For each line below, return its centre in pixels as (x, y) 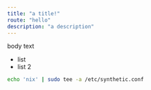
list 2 (24, 67)
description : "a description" (51, 26)
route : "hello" (29, 20)
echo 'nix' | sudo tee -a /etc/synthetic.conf (75, 80)
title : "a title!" (34, 13)
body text (21, 46)
